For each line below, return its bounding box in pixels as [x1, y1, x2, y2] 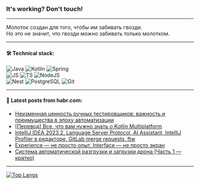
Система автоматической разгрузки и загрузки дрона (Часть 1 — [14, 148, 182, 155]
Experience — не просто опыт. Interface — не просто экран [14, 141, 165, 148]
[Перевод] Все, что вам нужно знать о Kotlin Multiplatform [14, 122, 162, 129]
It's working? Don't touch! [6, 5, 83, 13]
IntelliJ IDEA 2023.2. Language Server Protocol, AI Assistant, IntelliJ [14, 129, 182, 136]
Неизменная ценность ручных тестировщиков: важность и [14, 110, 165, 117]
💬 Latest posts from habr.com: [6, 97, 83, 104]
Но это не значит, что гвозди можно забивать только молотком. [6, 30, 170, 37]
